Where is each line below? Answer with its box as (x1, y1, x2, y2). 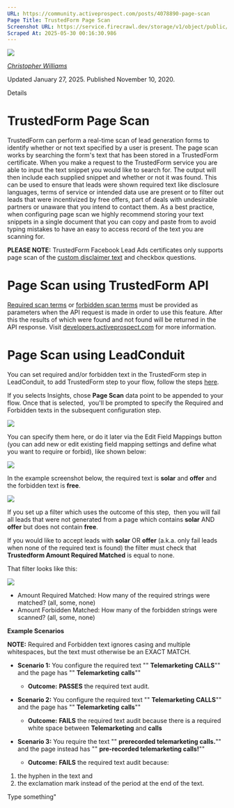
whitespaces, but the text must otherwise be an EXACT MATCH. (7, 648, 192, 656)
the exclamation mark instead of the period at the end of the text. (17, 779, 204, 788)
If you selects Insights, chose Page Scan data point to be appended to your (7, 391, 224, 400)
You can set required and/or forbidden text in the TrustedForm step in (7, 371, 207, 379)
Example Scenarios (7, 627, 65, 635)
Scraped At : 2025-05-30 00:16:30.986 (7, 29, 117, 37)
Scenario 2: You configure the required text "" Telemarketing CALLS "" (17, 696, 221, 704)
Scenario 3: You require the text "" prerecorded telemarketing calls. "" (17, 738, 221, 746)
